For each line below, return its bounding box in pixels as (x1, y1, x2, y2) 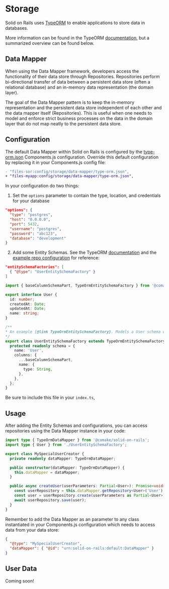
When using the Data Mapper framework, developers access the (5, 68, 139, 74)
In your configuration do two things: (5, 183, 79, 189)
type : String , (23, 366, 53, 372)
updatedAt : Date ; (10, 306, 46, 311)
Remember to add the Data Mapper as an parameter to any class (5, 516, 139, 522)
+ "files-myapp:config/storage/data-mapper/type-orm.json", (5, 174, 134, 179)
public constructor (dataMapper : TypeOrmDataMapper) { (10, 465, 125, 470)
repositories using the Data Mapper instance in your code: (5, 428, 126, 434)
